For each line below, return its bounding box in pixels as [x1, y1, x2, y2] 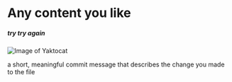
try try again [7, 28, 45, 37]
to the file [7, 68, 35, 76]
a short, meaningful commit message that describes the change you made [7, 60, 225, 69]
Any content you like [7, 5, 131, 21]
